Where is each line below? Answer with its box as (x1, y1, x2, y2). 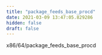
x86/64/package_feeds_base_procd (6, 42, 97, 49)
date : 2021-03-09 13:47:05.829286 (6, 14, 94, 20)
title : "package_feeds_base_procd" (6, 8, 96, 15)
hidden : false (6, 20, 42, 26)
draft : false (6, 25, 39, 32)
